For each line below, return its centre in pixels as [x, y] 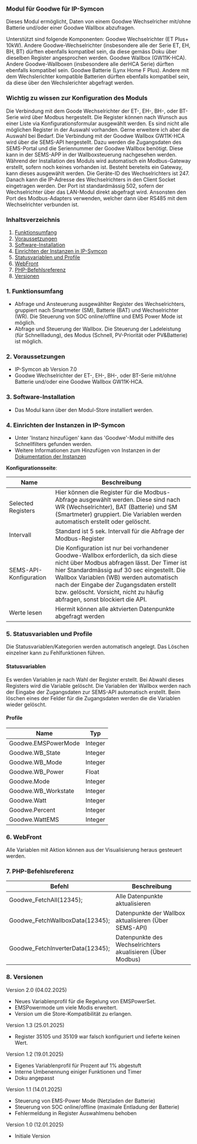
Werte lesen [26, 613]
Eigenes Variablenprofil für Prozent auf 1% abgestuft [78, 1065]
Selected [21, 504]
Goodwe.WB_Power [37, 772]
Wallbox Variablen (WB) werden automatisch [116, 578]
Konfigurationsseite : [32, 468]
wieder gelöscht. [26, 704]
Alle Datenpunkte [139, 896]
